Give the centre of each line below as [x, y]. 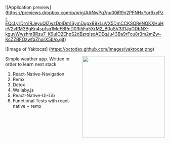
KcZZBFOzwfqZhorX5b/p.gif [35, 39]
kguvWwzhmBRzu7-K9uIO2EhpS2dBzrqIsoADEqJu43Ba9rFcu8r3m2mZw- [83, 34]
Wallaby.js [23, 90]
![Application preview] [28, 7]
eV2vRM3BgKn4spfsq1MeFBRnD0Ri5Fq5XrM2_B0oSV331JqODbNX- [77, 29]
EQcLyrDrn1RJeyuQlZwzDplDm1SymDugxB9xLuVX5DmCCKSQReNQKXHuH [84, 23]
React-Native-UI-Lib [34, 95]
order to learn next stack [31, 64]
